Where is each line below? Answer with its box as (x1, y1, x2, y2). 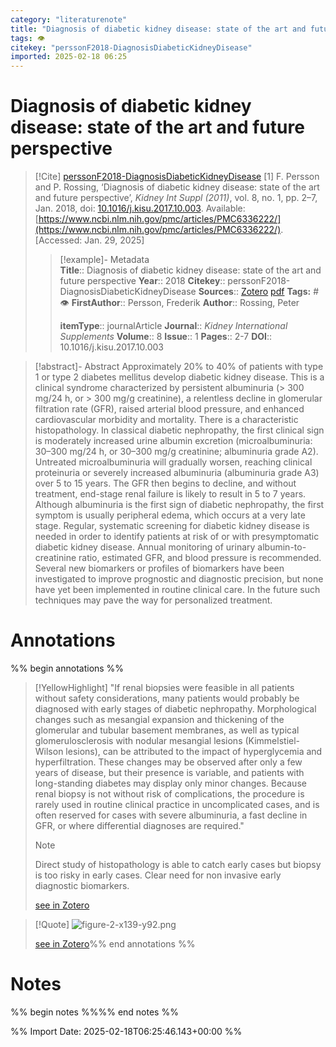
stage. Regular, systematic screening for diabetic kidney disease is (34, 520, 310, 532)
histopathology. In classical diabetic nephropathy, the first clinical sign (34, 424, 325, 436)
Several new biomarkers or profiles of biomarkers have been (34, 562, 285, 575)
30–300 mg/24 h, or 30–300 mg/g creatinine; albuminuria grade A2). (34, 446, 319, 458)
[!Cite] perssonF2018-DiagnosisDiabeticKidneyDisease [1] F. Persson (34, 171, 320, 183)
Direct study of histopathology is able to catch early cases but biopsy (34, 859, 322, 870)
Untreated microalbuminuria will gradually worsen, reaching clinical (34, 456, 313, 468)
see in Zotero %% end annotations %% (34, 938, 196, 950)
